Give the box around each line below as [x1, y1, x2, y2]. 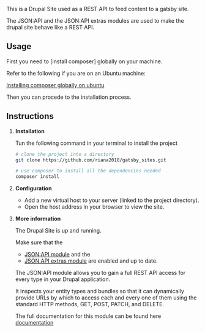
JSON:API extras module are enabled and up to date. [24, 257, 158, 264]
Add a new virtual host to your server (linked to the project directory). [24, 196, 199, 204]
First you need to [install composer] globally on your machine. [6, 58, 163, 65]
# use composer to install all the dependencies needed [15, 168, 161, 174]
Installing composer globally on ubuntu [6, 81, 105, 88]
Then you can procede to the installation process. [6, 93, 132, 101]
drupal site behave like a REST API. [6, 24, 95, 31]
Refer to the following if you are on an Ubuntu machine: [6, 69, 146, 77]
